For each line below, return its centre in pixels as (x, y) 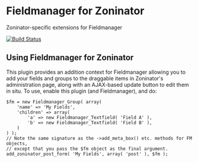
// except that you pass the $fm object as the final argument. (87, 149)
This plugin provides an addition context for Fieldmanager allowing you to (96, 72)
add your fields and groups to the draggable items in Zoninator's (85, 78)
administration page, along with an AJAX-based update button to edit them (98, 84)
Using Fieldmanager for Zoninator (70, 58)
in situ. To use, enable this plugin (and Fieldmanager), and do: (82, 91)
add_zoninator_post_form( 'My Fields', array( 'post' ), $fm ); (87, 154)
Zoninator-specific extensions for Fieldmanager (64, 27)
